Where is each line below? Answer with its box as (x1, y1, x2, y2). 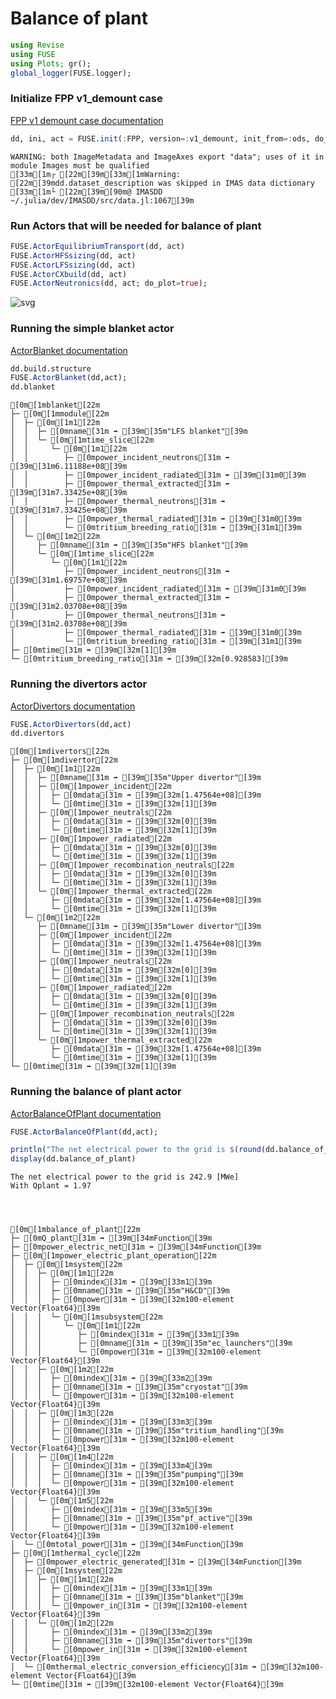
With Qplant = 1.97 (10, 1181, 92, 1191)
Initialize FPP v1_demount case (10, 92, 163, 106)
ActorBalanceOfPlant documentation (10, 1107, 162, 1119)
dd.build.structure (10, 363, 92, 374)
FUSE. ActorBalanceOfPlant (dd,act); (10, 1127, 159, 1137)
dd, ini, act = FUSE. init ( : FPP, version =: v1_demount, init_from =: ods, (10, 133, 311, 144)
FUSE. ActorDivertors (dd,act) (10, 719, 132, 729)
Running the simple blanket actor (10, 322, 175, 336)
